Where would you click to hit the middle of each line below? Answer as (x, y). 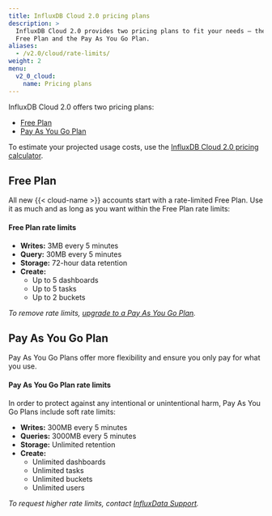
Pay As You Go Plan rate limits (60, 385)
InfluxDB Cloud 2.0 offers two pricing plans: (81, 107)
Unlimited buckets (62, 479)
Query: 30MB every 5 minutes (71, 254)
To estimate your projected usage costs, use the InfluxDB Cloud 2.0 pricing (134, 147)
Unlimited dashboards (69, 462)
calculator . (26, 156)
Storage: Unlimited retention (68, 444)
